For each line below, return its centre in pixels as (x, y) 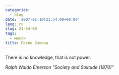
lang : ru (14, 24)
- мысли (18, 39)
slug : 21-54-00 (21, 29)
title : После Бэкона (27, 43)
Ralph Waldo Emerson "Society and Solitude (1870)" (60, 67)
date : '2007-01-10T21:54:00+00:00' (43, 19)
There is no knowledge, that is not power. (48, 57)
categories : (18, 10)
